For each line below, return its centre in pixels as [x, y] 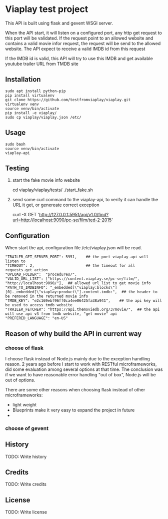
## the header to [139, 292]
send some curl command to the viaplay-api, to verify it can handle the [85, 200]
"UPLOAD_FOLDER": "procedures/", [41, 275]
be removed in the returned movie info [47, 296]
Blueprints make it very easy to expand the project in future [73, 410]
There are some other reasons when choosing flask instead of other [75, 389]
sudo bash [15, 144]
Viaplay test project [47, 9]
